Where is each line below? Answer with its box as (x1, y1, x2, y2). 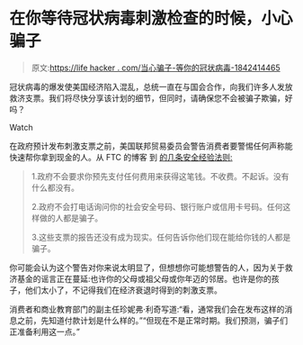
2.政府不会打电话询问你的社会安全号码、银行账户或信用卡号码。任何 (31, 201, 283, 212)
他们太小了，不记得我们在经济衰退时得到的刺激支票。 (24, 285, 222, 295)
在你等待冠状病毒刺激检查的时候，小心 (9, 8, 294, 29)
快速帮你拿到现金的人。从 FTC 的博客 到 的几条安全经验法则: (9, 151, 233, 162)
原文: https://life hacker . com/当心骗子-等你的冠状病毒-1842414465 (31, 62, 281, 73)
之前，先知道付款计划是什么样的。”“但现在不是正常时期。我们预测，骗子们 (16, 314, 289, 325)
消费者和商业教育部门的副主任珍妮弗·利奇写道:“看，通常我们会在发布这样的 (9, 304, 285, 314)
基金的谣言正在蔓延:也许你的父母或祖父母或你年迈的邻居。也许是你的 (16, 273, 272, 284)
